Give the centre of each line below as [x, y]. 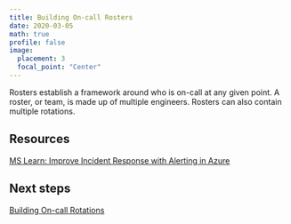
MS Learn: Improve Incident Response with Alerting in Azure [120, 160]
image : [21, 51]
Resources [40, 139]
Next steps [40, 189]
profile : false [37, 42]
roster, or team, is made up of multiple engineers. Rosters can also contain [145, 101]
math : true [29, 34]
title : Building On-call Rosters [71, 17]
